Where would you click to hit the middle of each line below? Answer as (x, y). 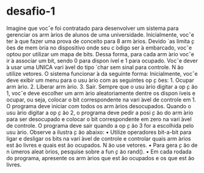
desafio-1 (31, 11)
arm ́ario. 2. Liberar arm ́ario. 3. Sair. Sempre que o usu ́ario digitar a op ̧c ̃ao (102, 86)
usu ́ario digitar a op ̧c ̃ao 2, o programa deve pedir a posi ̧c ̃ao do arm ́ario (100, 112)
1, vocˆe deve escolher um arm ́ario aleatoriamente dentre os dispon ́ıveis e (101, 93)
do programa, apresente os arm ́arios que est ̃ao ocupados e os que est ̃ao (100, 158)
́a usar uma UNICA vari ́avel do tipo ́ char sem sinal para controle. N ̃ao (95, 67)
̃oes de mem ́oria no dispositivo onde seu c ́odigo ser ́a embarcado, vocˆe (99, 48)
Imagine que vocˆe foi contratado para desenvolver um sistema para (93, 28)
